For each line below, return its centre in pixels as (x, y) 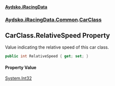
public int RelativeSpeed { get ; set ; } (47, 57)
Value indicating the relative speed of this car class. (57, 47)
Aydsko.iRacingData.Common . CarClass (53, 20)
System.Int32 (18, 78)
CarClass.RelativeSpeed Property (57, 35)
